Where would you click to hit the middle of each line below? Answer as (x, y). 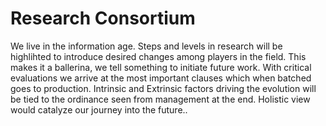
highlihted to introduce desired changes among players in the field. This (158, 56)
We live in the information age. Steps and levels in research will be (146, 46)
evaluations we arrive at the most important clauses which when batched (161, 78)
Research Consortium (103, 18)
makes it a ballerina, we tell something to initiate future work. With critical (161, 67)
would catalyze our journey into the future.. (99, 109)
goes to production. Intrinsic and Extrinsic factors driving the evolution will (163, 88)
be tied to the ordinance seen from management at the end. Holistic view (160, 99)
